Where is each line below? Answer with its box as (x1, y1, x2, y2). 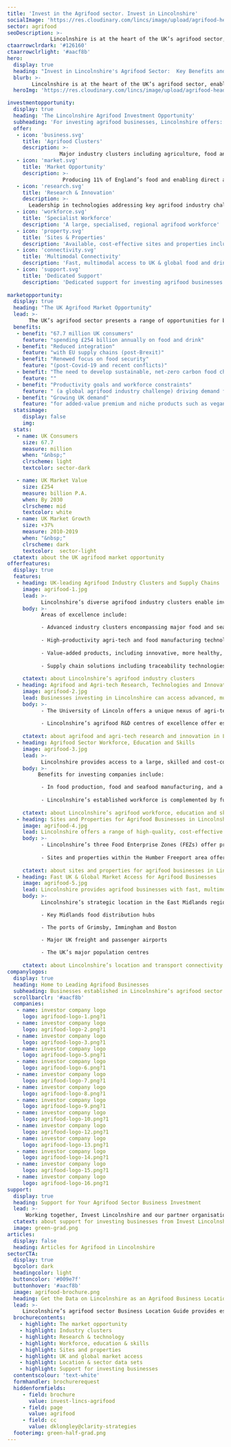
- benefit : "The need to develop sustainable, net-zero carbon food (16, 369, 217, 376)
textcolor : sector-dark (22, 464, 91, 472)
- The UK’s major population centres (41, 949, 149, 956)
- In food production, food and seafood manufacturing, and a (41, 783, 223, 791)
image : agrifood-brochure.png (13, 1289, 100, 1295)
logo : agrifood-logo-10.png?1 (22, 1116, 109, 1123)
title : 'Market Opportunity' (22, 163, 107, 170)
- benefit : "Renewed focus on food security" (16, 356, 149, 362)
